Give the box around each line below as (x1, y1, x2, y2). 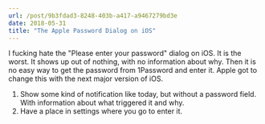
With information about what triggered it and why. (19, 98, 185, 108)
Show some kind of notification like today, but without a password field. (19, 90, 257, 99)
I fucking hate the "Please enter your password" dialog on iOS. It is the (8, 49, 242, 58)
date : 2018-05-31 (8, 19, 67, 27)
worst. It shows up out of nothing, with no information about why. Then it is (8, 57, 257, 66)
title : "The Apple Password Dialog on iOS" (8, 26, 157, 34)
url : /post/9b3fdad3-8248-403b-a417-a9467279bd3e (8, 11, 178, 20)
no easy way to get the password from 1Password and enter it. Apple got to (8, 66, 258, 75)
